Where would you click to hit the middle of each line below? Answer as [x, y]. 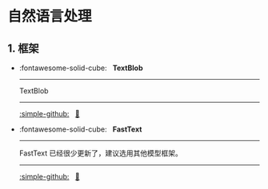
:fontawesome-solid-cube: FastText [80, 129]
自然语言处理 [50, 16]
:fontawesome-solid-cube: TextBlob [81, 68]
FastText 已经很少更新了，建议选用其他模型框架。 [101, 153]
